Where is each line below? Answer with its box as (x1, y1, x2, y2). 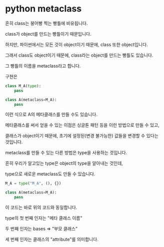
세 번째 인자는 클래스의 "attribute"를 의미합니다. (5, 236, 98, 242)
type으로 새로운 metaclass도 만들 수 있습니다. (5, 171, 95, 177)
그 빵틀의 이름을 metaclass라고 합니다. (5, 63, 81, 69)
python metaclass (5, 3, 82, 15)
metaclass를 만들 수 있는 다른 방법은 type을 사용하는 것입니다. (5, 150, 127, 156)
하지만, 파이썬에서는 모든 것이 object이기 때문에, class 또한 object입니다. (5, 41, 148, 48)
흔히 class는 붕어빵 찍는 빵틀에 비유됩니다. (5, 20, 88, 26)
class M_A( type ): (5, 83, 41, 88)
